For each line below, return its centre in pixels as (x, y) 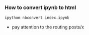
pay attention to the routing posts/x (48, 27)
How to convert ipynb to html (41, 7)
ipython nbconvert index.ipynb (37, 18)
